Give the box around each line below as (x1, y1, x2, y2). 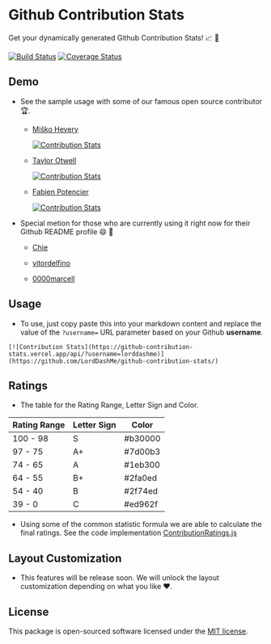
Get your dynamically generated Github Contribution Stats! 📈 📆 (8, 32, 220, 42)
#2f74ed (124, 486, 159, 497)
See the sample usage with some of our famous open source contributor (19, 96, 263, 106)
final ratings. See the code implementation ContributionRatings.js (19, 528, 237, 538)
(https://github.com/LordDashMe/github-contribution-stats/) (8, 357, 219, 365)
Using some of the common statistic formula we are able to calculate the (19, 520, 262, 529)
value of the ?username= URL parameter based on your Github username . (19, 327, 264, 337)
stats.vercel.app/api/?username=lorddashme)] (8, 350, 164, 358)
